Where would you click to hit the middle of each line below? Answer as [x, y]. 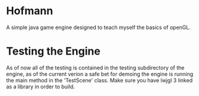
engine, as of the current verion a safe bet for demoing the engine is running [100, 74]
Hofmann [30, 11]
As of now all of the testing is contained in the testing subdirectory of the [95, 68]
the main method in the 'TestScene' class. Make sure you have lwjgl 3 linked [99, 80]
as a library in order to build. [41, 87]
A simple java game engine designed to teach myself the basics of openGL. [99, 27]
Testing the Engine [53, 51]
